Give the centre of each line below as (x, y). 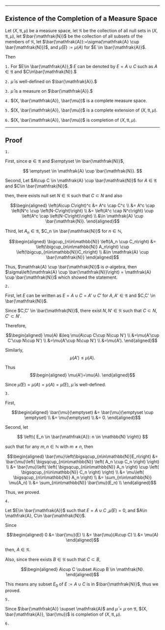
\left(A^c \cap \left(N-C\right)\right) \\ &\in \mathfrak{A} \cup (82, 216)
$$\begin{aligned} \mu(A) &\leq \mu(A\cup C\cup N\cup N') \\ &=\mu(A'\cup (82, 335)
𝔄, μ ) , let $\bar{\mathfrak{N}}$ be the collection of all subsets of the (74, 36)
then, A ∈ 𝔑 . (18, 550)
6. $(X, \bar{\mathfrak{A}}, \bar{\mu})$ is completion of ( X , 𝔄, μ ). (71, 120)
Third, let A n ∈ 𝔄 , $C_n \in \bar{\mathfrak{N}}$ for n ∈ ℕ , (64, 231)
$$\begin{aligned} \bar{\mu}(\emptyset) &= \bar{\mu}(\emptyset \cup (82, 412)
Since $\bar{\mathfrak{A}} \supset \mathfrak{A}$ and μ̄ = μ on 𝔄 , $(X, (76, 609)
